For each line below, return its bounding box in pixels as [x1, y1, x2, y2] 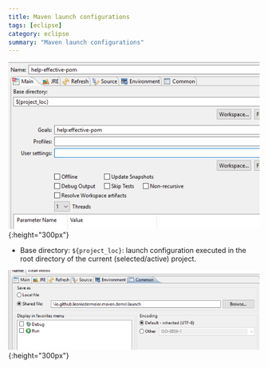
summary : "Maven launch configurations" [8, 38, 145, 46]
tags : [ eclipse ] [8, 21, 62, 30]
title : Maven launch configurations [8, 13, 130, 21]
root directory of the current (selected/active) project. [19, 254, 197, 263]
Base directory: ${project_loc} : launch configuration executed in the [19, 246, 247, 255]
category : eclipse [8, 30, 69, 38]
